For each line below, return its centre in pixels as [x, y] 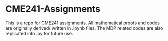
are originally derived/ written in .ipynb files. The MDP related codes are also [85, 28]
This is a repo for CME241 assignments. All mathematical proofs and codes [83, 23]
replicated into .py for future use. [39, 33]
